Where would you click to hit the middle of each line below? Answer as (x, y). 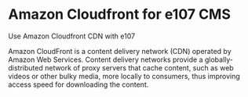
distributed (26, 67)
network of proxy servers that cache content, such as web (139, 67)
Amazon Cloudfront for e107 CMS (120, 14)
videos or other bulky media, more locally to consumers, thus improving (124, 76)
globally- (219, 59)
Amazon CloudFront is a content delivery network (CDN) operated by (120, 51)
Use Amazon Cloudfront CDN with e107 (72, 36)
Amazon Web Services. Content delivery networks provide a (106, 59)
